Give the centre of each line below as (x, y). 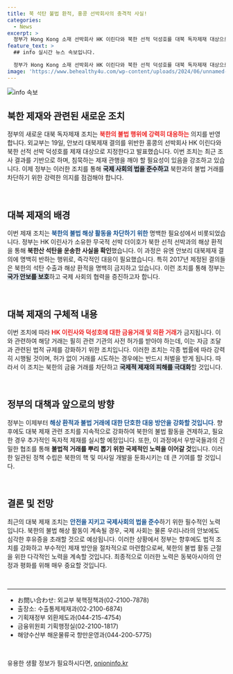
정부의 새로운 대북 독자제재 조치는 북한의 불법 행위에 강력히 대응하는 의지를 (107, 134)
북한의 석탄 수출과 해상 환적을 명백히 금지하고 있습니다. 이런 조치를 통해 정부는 (120, 268)
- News (23, 26)
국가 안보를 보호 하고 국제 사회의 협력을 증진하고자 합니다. (84, 277)
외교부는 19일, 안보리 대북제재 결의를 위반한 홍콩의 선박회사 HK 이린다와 (124, 143)
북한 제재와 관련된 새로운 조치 (66, 117)
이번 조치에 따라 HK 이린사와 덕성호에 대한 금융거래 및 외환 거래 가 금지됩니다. (110, 332)
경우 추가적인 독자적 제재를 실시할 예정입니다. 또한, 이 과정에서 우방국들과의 (116, 440)
